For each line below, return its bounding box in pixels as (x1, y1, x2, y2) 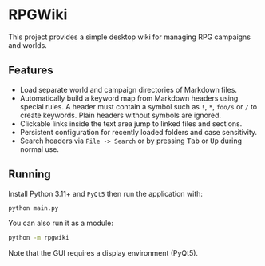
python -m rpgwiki (8, 234, 69, 242)
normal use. (19, 144, 60, 153)
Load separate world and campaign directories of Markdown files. (19, 85, 238, 94)
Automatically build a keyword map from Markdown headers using (19, 93, 239, 103)
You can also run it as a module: (8, 218, 113, 228)
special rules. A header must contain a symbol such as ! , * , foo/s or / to (19, 101, 258, 111)
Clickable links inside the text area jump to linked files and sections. (19, 118, 243, 129)
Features (8, 64, 53, 77)
